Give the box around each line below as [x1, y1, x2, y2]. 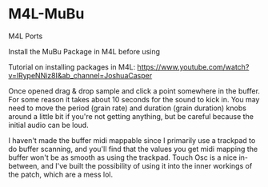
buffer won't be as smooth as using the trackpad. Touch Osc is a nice [8, 153, 238, 162]
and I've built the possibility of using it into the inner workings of [41, 161, 253, 170]
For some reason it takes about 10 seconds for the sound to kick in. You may [8, 94, 260, 104]
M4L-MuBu [8, 5, 85, 23]
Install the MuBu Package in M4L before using [8, 46, 161, 56]
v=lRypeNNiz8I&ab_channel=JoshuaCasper [8, 70, 153, 80]
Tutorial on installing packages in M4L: [8, 62, 136, 72]
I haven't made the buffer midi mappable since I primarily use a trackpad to [8, 135, 256, 145]
